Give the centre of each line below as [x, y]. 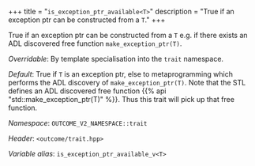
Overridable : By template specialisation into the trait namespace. [116, 59]
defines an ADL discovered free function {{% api [87, 91]
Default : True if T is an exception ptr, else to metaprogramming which [120, 74]
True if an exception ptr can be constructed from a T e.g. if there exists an [128, 35]
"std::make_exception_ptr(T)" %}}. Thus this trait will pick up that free [122, 99]
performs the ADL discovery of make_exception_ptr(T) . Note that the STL [127, 83]
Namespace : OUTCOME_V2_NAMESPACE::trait [78, 123]
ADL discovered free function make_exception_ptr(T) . [95, 43]
